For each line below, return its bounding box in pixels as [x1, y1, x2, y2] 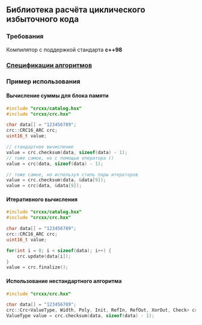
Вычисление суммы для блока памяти [6, 92, 109, 99]
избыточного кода [6, 14, 79, 25]
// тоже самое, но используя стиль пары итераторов [6, 172, 138, 178]
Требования [6, 32, 44, 41]
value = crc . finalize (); [6, 264, 69, 270]
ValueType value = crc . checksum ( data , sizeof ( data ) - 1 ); [6, 313, 155, 319]
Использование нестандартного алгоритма [6, 277, 122, 285]
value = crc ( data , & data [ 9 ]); [6, 183, 82, 189]
